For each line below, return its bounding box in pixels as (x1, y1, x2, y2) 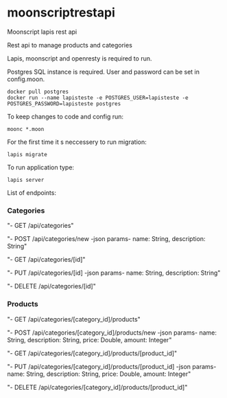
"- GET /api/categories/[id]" (7, 255, 86, 264)
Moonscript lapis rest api (7, 28, 77, 36)
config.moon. (7, 74, 45, 83)
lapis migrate (7, 151, 48, 158)
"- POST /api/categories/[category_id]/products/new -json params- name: (7, 328, 217, 337)
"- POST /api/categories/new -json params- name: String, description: (7, 235, 206, 243)
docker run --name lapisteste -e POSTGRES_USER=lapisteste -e (7, 94, 189, 101)
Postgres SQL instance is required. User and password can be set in (7, 67, 200, 76)
